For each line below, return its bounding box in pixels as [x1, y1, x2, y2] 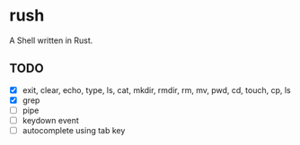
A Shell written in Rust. [9, 35, 93, 46]
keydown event [22, 115, 79, 125]
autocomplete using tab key [22, 125, 126, 135]
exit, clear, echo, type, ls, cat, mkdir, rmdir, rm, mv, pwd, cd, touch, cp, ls [22, 84, 291, 95]
